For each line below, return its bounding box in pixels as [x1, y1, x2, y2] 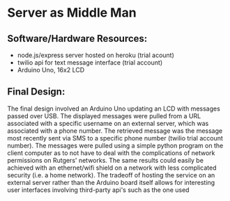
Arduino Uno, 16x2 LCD [17, 66, 85, 74]
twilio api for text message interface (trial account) [17, 58, 162, 67]
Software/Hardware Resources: [7, 33, 148, 45]
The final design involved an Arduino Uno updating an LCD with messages [7, 104, 221, 113]
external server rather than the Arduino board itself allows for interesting [7, 178, 215, 186]
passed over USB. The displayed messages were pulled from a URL [7, 111, 201, 120]
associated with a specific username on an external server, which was [7, 119, 209, 127]
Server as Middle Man [7, 5, 137, 21]
